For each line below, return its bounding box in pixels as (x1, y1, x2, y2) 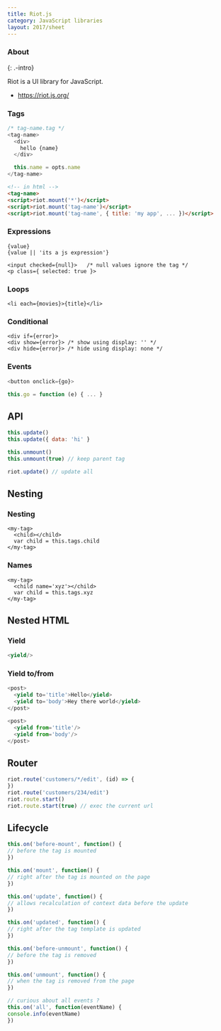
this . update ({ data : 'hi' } (7, 436, 91, 443)
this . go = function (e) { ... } (7, 390, 103, 398)
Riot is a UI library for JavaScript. (7, 77, 104, 85)
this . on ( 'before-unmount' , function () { (7, 945, 129, 952)
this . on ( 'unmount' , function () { (7, 971, 106, 978)
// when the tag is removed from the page (7, 978, 135, 985)
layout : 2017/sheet (7, 23, 65, 31)
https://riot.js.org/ (17, 90, 69, 100)
